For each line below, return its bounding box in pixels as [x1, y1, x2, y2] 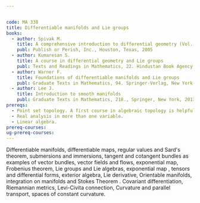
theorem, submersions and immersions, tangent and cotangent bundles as [6, 152, 189, 160]
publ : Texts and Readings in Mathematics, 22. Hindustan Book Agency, [17, 63, 196, 69]
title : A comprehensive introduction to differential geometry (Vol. [17, 41, 193, 48]
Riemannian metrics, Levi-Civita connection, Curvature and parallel [6, 184, 171, 191]
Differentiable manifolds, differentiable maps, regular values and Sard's [6, 146, 180, 154]
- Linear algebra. [11, 118, 58, 125]
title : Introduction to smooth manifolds [17, 91, 121, 97]
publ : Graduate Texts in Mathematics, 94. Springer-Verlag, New [17, 80, 180, 86]
